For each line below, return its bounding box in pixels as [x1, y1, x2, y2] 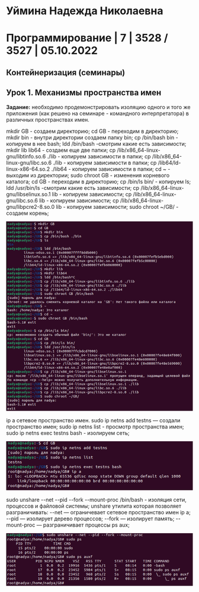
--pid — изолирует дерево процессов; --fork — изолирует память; [6, 515, 175, 523]
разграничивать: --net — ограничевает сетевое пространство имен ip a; [6, 509, 191, 516]
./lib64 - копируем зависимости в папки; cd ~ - [51, 165, 171, 173]
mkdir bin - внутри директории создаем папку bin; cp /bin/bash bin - [6, 133, 179, 141]
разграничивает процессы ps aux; [43, 521, 130, 529]
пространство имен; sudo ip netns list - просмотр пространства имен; [6, 423, 184, 430]
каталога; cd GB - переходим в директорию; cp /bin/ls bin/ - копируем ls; [6, 178, 191, 185]
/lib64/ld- [158, 159, 181, 166]
